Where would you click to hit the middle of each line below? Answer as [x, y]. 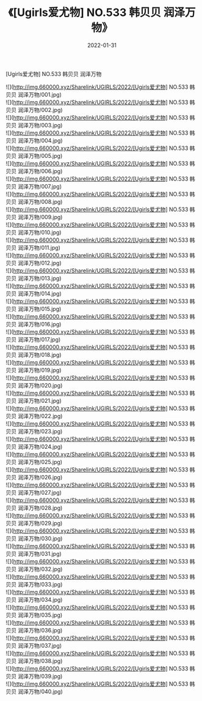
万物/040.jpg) [46, 691]
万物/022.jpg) [45, 416]
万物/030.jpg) [45, 538]
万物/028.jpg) [45, 508]
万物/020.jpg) [45, 385]
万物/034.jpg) [45, 599]
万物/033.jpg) [45, 584]
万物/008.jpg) [45, 201]
